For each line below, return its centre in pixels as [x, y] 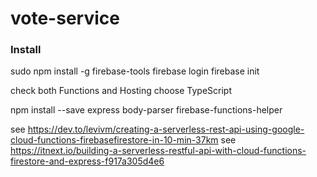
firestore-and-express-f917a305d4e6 [87, 161]
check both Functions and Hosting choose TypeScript [121, 91]
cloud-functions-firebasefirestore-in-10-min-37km [114, 140]
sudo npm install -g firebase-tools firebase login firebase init [135, 71]
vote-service [65, 18]
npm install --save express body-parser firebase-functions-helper [146, 110]
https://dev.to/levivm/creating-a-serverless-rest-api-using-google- [166, 129]
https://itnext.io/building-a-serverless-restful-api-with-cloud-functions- [158, 151]
